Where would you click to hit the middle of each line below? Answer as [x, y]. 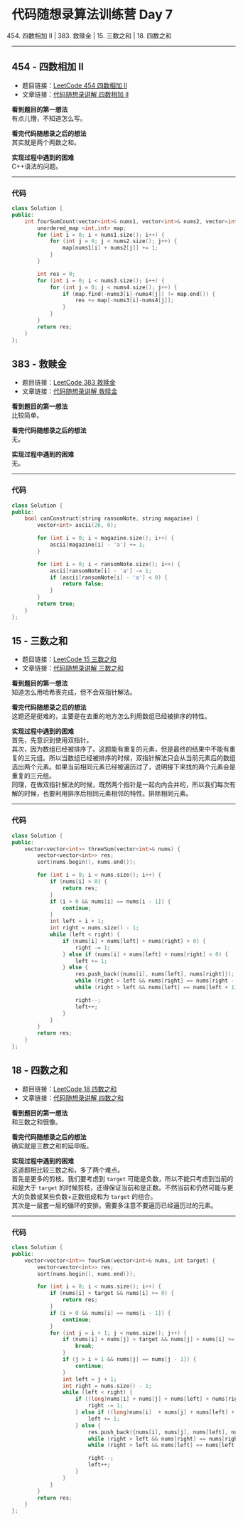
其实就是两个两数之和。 [46, 142]
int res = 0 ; [56, 274]
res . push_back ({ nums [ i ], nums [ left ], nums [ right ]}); [155, 974]
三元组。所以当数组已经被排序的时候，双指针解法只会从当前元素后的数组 [130, 758]
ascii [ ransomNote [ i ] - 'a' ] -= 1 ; [101, 571]
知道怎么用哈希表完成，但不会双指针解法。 [74, 692]
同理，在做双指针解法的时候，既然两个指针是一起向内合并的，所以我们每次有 [124, 785]
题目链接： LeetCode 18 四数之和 [69, 1089]
